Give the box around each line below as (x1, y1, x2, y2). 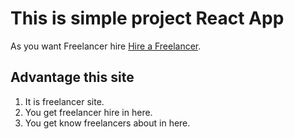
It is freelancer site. (24, 95, 105, 107)
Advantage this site (10, 69, 135, 86)
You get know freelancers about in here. (24, 117, 191, 129)
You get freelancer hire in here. (24, 106, 153, 118)
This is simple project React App (10, 7, 285, 30)
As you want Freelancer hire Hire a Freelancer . (10, 40, 202, 52)
